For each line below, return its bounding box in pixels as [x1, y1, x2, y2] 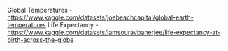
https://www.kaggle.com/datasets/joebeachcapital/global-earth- [7, 13, 194, 22]
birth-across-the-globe [7, 36, 74, 44]
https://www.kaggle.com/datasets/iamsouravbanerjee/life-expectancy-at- [7, 28, 221, 36]
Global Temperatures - [7, 6, 73, 14]
